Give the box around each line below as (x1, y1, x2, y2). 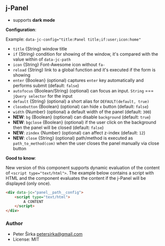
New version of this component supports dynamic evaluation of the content (5, 164, 160, 170)
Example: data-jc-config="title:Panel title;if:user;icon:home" (5, 36, 141, 42)
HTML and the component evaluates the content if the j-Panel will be (5, 175, 146, 181)
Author (5, 220, 23, 227)
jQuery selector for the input (12, 93, 73, 99)
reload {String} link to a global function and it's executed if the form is (12, 67, 156, 73)
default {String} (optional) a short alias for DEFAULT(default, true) (12, 98, 150, 104)
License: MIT (12, 237, 40, 243)
